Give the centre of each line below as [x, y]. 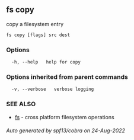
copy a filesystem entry [35, 24]
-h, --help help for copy [46, 62]
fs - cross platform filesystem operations [64, 117]
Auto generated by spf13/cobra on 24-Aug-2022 [66, 131]
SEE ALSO [21, 104]
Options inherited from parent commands [67, 77]
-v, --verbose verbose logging [53, 89]
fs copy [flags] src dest [38, 35]
